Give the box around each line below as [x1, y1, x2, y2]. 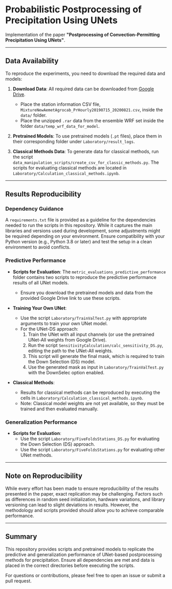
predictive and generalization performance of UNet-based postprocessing [5, 551, 162, 558]
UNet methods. [20, 452, 53, 458]
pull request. [5, 578, 32, 584]
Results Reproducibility [5, 190, 81, 199]
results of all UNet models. [12, 279, 69, 286]
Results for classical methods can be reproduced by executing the [20, 389, 160, 395]
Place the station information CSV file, [20, 101, 101, 107]
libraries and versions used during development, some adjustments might [5, 227, 160, 234]
